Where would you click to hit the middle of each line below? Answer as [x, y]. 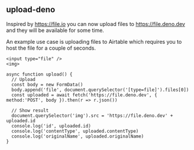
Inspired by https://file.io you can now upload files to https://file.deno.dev [96, 24]
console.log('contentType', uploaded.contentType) [75, 131]
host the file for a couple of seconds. [51, 48]
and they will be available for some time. [55, 30]
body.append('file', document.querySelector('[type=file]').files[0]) [100, 90]
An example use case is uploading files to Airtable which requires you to [94, 41]
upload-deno [31, 10]
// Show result [30, 110]
